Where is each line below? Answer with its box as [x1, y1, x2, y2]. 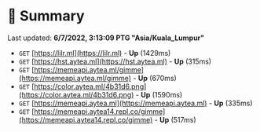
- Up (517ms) [154, 115, 197, 124]
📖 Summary [7, 7, 85, 25]
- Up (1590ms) [135, 90, 183, 99]
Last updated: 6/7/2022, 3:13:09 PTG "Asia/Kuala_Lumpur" [7, 33, 205, 42]
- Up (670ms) [132, 73, 178, 82]
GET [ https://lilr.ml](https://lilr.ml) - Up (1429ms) [18, 48, 171, 57]
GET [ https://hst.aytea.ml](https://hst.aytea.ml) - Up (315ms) [18, 57, 212, 66]
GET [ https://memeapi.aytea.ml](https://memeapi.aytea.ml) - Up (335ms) [18, 98, 253, 108]
